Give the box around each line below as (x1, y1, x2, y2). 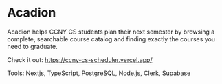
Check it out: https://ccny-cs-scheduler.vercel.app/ (7, 55, 153, 63)
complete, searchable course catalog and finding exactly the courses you (7, 34, 215, 43)
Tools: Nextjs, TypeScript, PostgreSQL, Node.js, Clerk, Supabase (7, 69, 191, 77)
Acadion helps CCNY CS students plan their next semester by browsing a (7, 28, 215, 36)
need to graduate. (7, 42, 58, 50)
